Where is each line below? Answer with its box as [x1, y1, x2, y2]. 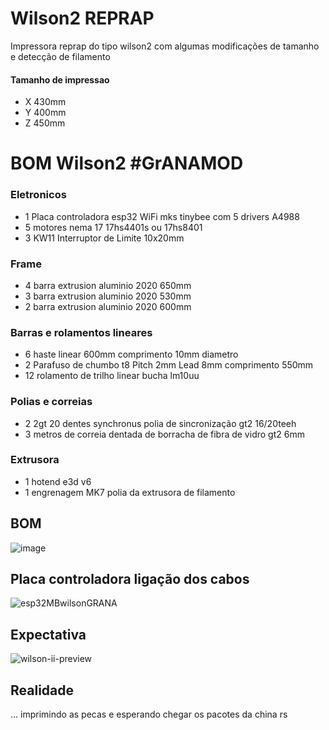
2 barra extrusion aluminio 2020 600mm [24, 300, 192, 312]
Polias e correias [10, 395, 93, 409]
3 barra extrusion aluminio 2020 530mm [24, 290, 192, 302]
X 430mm [24, 96, 67, 108]
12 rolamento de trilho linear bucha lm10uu [24, 370, 200, 382]
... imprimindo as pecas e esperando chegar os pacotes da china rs [10, 708, 288, 721]
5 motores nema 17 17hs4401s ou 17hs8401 [24, 221, 203, 233]
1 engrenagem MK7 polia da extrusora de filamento [24, 486, 236, 498]
